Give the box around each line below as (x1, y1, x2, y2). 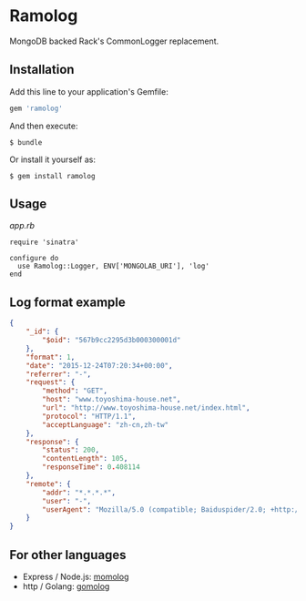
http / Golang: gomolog (22, 580, 110, 592)
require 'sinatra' (9, 238, 79, 247)
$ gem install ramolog (9, 171, 96, 180)
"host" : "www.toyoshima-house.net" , (42, 395, 181, 404)
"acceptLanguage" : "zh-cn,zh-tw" (42, 420, 169, 429)
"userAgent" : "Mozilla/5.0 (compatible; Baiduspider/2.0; (42, 504, 267, 514)
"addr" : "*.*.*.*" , (42, 488, 117, 497)
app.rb (9, 220, 35, 231)
